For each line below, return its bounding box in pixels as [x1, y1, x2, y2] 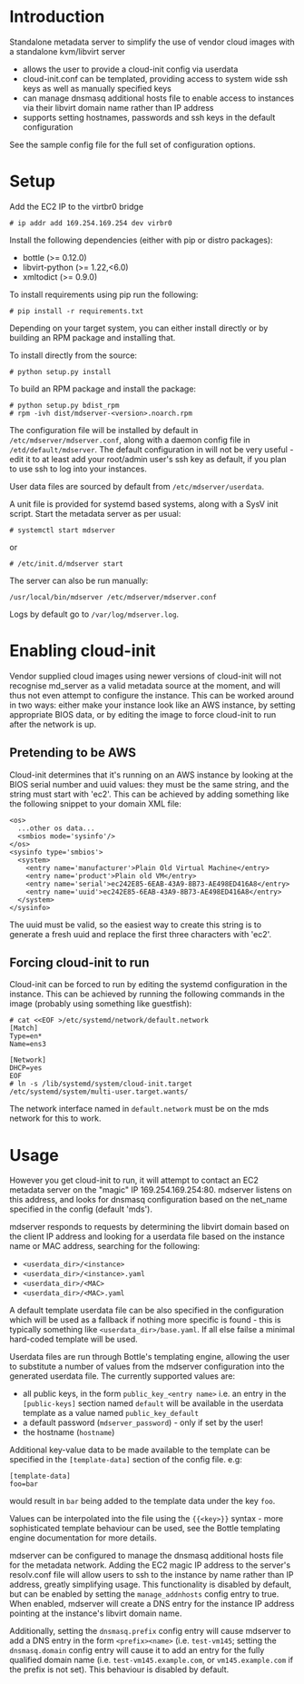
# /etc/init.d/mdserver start [9, 559, 124, 569]
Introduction [9, 6, 105, 27]
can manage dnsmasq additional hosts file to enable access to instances [22, 93, 295, 104]
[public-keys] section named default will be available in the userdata [22, 1398, 284, 1409]
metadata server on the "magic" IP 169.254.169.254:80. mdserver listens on [9, 1184, 292, 1195]
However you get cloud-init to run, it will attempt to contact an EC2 [9, 1174, 259, 1186]
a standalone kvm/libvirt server [9, 45, 125, 56]
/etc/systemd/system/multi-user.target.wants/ [9, 1087, 189, 1096]
